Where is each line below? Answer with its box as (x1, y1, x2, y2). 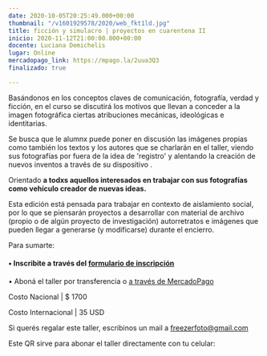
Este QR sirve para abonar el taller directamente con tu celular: (8, 338, 216, 348)
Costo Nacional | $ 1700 (8, 292, 88, 301)
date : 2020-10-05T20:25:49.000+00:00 (8, 11, 135, 20)
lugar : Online (8, 49, 56, 57)
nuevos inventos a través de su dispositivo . (8, 160, 153, 169)
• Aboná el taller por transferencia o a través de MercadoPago (8, 276, 214, 285)
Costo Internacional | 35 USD (8, 307, 105, 317)
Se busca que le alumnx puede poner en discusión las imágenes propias (8, 134, 248, 144)
